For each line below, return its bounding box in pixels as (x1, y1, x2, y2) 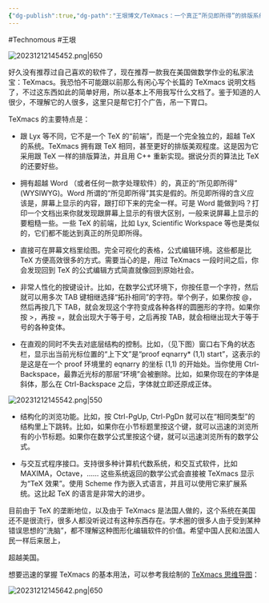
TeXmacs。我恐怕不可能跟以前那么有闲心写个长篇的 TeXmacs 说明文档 (22, 77, 256, 86)
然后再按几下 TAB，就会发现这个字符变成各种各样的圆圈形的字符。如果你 (19, 301, 260, 312)
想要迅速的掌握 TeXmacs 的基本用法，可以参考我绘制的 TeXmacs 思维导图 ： (8, 569, 260, 579)
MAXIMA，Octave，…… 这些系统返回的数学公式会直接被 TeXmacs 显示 (19, 469, 255, 478)
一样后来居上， (14, 535, 65, 545)
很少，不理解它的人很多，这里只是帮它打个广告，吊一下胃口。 (8, 97, 212, 106)
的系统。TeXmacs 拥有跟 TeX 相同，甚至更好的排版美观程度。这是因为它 (19, 141, 259, 150)
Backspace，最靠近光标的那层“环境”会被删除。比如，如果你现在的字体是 (19, 369, 259, 378)
